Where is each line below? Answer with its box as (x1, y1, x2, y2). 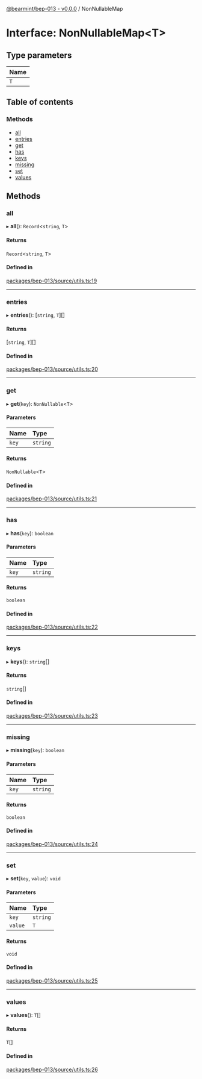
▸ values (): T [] (6, 1012, 41, 1019)
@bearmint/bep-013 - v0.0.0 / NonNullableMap (6, 5, 123, 12)
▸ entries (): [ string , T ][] (6, 311, 65, 319)
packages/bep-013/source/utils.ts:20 (6, 365, 98, 373)
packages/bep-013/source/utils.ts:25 (6, 977, 98, 984)
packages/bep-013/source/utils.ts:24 (6, 840, 98, 848)
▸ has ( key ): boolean (6, 529, 54, 536)
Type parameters (6, 50, 72, 60)
